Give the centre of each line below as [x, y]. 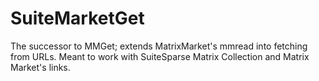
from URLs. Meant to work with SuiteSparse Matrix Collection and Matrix [160, 56]
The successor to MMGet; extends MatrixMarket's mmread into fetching [159, 46]
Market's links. [40, 67]
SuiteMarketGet [77, 18]
